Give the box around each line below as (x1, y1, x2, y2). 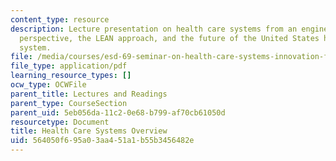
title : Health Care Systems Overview (10, 126, 168, 136)
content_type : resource (10, 14, 110, 25)
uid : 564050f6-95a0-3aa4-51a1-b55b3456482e (10, 136, 195, 146)
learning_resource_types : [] (10, 71, 132, 81)
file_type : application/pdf (10, 61, 128, 71)
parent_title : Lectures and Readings (10, 89, 168, 99)
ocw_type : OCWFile (10, 80, 87, 90)
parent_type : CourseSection (10, 98, 128, 108)
